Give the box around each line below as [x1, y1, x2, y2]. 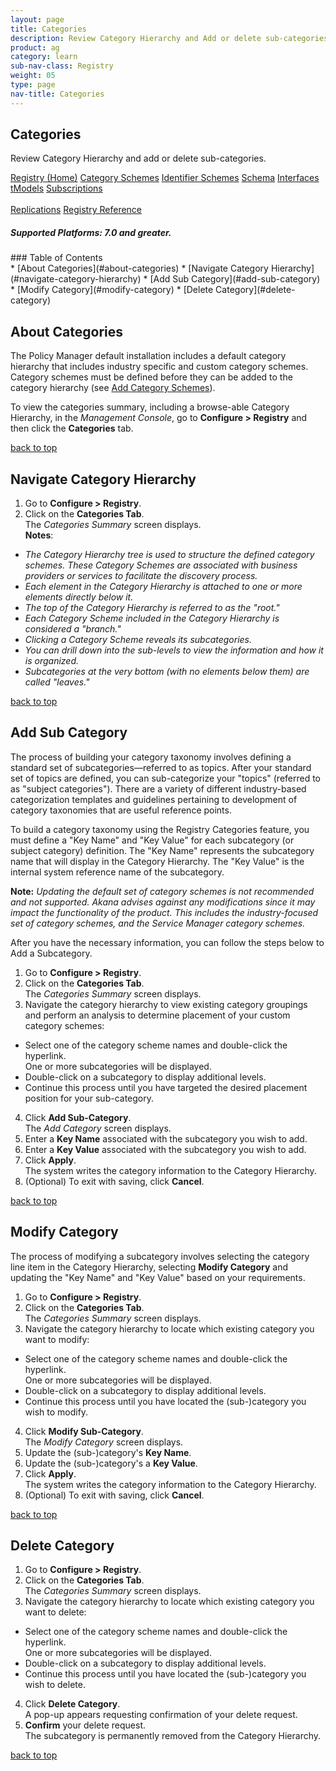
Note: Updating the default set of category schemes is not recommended [10, 885, 315, 897]
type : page [10, 80, 56, 90]
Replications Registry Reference [10, 204, 143, 216]
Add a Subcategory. [10, 947, 93, 959]
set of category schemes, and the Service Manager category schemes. [10, 917, 306, 929]
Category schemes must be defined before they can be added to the [10, 371, 293, 383]
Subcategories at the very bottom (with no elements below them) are [24, 666, 310, 678]
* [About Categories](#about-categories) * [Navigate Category [10, 262, 269, 275]
